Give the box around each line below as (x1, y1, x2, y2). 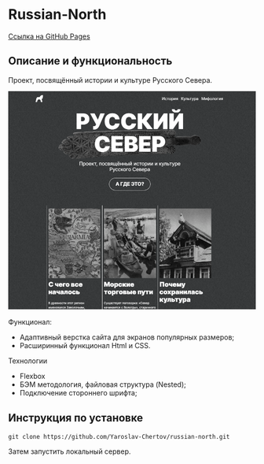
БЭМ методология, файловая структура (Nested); (19, 380, 186, 389)
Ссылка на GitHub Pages (8, 32, 90, 41)
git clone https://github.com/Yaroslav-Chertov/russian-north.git (8, 433, 230, 441)
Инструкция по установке (8, 411, 144, 425)
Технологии (8, 356, 48, 366)
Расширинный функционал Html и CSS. (19, 341, 151, 351)
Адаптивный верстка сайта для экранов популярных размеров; (19, 332, 235, 342)
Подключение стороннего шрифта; (19, 388, 137, 398)
